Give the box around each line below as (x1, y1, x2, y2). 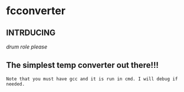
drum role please (6, 43, 48, 50)
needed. (6, 81, 25, 87)
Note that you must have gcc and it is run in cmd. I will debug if (6, 75, 178, 82)
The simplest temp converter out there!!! (6, 60, 159, 70)
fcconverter (6, 4, 66, 18)
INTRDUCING (6, 28, 56, 38)
